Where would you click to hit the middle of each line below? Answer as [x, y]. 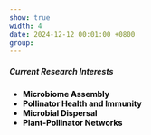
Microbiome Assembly [66, 94]
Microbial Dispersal [60, 113]
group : [22, 43]
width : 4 [26, 26]
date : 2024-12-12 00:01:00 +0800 [72, 34]
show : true [30, 18]
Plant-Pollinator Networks [72, 123]
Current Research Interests [61, 71]
